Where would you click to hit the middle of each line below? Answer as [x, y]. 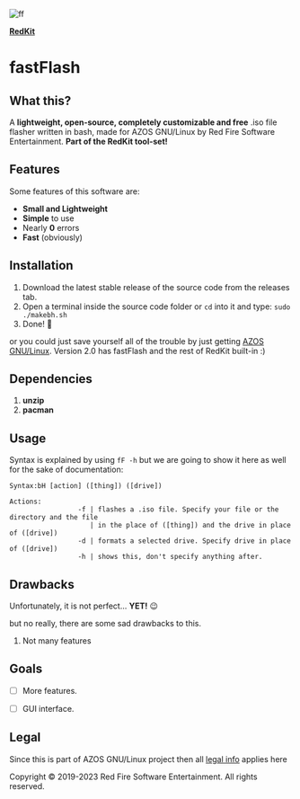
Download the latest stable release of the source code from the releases [156, 287]
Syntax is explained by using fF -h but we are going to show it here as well [148, 460]
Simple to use [48, 218]
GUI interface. [48, 708]
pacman [38, 410]
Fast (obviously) [53, 237]
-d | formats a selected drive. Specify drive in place [185, 541]
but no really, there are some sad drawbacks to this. [106, 624]
